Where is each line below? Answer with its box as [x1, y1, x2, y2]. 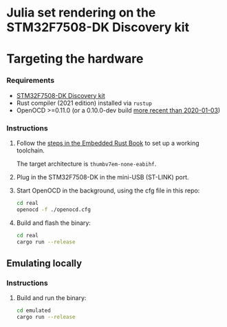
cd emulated [16, 307, 51, 315]
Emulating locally [6, 257, 83, 269]
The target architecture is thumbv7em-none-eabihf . [16, 159, 157, 168]
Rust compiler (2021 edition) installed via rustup [16, 99, 152, 107]
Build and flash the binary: [16, 219, 91, 227]
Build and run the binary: [16, 294, 87, 302]
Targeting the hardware [6, 51, 144, 67]
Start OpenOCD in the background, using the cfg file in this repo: [16, 186, 200, 195]
